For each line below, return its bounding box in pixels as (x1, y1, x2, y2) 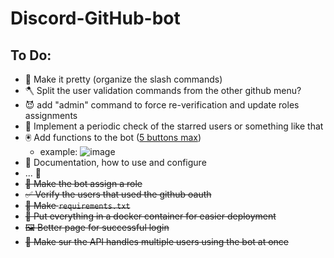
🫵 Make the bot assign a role (24, 178, 143, 189)
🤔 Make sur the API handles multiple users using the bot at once (24, 236, 289, 247)
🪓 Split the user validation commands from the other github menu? (24, 85, 302, 96)
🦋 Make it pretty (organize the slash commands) (24, 73, 223, 85)
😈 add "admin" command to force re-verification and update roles (24, 99, 300, 111)
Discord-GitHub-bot (10, 7, 181, 30)
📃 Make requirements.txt (24, 200, 131, 211)
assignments (24, 110, 78, 121)
